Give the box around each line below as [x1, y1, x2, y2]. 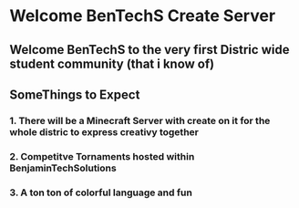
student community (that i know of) [9, 56, 215, 71]
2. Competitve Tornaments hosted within [9, 150, 195, 162]
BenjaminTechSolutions [9, 161, 117, 174]
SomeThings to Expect [9, 87, 140, 102]
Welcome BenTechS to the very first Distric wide [9, 42, 290, 57]
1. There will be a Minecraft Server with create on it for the [9, 114, 271, 127]
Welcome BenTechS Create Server [9, 5, 276, 26]
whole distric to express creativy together [9, 125, 199, 138]
